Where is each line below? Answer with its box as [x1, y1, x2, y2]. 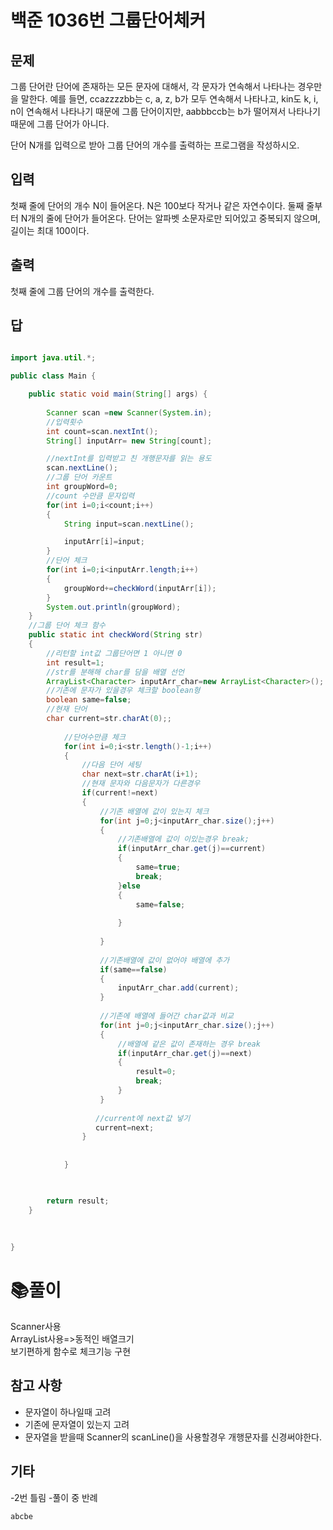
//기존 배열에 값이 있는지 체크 [99, 806, 210, 816]
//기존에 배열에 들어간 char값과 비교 [99, 1011, 234, 1021]
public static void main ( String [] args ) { [28, 389, 208, 400]
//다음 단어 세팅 [81, 760, 142, 770]
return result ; [46, 1196, 110, 1206]
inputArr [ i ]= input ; [63, 537, 145, 547]
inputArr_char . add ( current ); [117, 983, 240, 993]
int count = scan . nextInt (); [46, 426, 159, 436]
